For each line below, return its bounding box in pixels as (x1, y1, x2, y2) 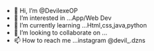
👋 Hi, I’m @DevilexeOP (13, 7, 78, 14)
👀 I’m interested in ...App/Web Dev (13, 14, 112, 22)
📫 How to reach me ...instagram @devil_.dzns (13, 37, 146, 44)
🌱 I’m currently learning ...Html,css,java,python (13, 21, 147, 29)
